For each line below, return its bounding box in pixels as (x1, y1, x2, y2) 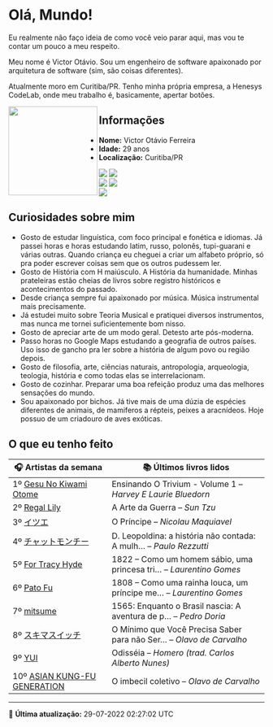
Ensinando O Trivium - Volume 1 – (111, 478, 243, 490)
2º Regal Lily (12, 502, 61, 513)
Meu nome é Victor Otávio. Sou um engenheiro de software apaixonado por (8, 57, 262, 67)
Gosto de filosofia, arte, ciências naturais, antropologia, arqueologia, (19, 362, 249, 372)
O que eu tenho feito (8, 437, 114, 451)
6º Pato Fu (12, 582, 53, 594)
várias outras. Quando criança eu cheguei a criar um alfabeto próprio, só (19, 250, 264, 259)
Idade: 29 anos (98, 144, 150, 154)
